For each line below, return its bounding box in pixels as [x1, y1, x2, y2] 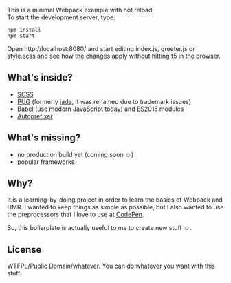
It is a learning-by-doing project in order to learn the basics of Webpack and [7, 196, 223, 204]
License [7, 244, 42, 255]
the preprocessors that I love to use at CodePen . [7, 210, 144, 219]
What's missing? [7, 132, 81, 144]
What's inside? [7, 72, 74, 83]
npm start [7, 32, 36, 39]
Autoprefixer [16, 112, 53, 120]
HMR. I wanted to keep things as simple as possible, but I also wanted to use [7, 203, 224, 211]
